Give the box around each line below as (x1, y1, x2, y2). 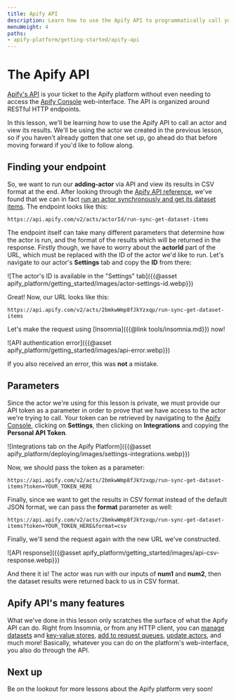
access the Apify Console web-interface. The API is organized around (7, 98, 210, 106)
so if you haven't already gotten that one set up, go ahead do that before (7, 134, 218, 142)
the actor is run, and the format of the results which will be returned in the (7, 235, 221, 244)
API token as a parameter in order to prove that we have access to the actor (7, 406, 226, 415)
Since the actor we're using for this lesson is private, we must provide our (7, 398, 221, 407)
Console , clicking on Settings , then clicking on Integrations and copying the (7, 421, 229, 429)
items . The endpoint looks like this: (7, 202, 108, 211)
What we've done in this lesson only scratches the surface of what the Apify (7, 616, 228, 624)
